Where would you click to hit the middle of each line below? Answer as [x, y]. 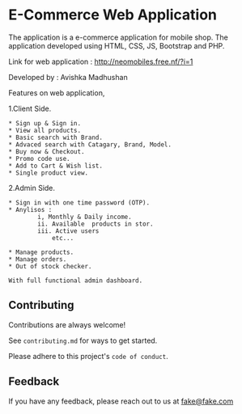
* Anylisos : [30, 209]
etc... [63, 238]
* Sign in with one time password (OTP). [79, 203]
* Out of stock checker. [50, 266]
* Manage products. [41, 252]
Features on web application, [57, 93]
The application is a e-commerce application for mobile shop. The [119, 37]
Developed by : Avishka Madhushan [68, 77]
